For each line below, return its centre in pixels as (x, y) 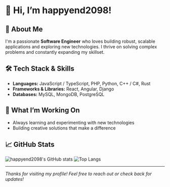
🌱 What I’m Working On (42, 111)
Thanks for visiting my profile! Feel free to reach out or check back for (78, 174)
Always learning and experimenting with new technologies (73, 122)
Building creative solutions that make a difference (64, 128)
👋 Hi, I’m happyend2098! (58, 10)
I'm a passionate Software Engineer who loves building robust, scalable (80, 41)
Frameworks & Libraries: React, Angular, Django (63, 89)
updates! (14, 179)
